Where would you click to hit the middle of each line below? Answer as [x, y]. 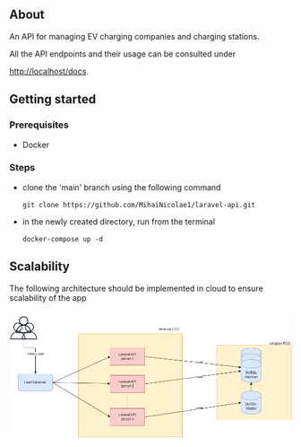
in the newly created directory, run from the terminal [119, 221]
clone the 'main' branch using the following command [121, 187]
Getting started [53, 99]
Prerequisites [39, 125]
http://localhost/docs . [49, 71]
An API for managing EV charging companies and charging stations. [134, 36]
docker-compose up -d [62, 239]
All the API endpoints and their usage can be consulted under [122, 54]
